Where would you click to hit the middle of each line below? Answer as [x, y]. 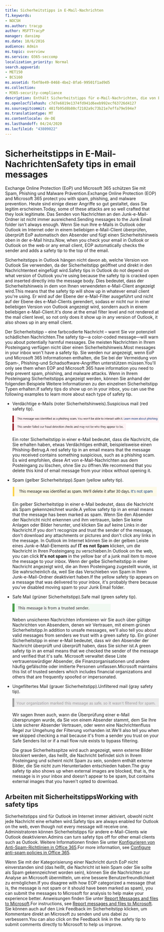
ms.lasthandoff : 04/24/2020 [34, 124]
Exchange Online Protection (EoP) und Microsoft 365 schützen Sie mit [75, 188]
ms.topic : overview [25, 51]
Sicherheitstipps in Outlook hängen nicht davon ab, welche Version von [77, 260]
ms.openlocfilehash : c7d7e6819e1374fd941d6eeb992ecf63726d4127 [71, 103]
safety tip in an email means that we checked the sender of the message [85, 651]
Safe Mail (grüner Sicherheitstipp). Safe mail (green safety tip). [74, 597]
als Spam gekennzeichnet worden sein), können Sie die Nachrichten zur [78, 872]
